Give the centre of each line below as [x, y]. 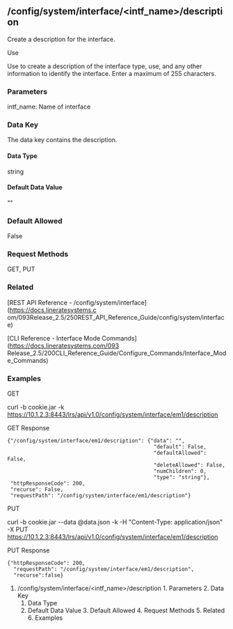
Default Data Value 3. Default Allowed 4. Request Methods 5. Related [126, 610]
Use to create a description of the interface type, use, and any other [105, 66]
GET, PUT [21, 269]
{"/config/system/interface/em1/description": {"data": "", [96, 441]
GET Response [29, 428]
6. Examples [45, 618]
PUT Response [29, 550]
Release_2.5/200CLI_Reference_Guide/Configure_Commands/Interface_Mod [117, 353]
